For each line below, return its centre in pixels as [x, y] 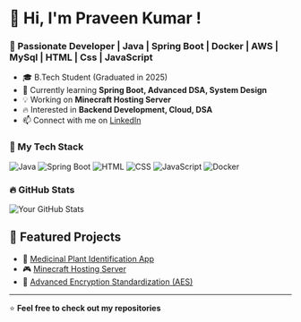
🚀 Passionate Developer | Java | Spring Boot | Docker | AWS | [144, 47]
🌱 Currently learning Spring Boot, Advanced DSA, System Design [144, 90]
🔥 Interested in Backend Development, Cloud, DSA [117, 110]
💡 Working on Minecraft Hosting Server [97, 100]
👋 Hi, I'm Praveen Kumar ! [105, 18]
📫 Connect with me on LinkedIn [82, 121]
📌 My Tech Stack [47, 147]
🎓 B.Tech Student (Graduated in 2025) [95, 77]
